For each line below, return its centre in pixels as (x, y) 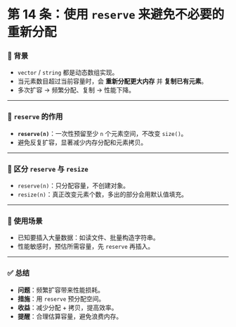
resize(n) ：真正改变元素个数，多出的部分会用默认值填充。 (103, 195)
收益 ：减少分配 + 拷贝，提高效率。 (67, 307)
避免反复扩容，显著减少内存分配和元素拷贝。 (82, 142)
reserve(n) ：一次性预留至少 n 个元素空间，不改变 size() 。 (102, 133)
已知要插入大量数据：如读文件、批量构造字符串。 (88, 237)
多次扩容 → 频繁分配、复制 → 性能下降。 (76, 90)
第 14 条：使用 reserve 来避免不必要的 (116, 14)
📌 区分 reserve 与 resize (48, 168)
